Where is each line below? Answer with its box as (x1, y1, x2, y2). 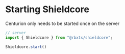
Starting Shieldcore (5, 4, 89, 15)
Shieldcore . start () (5, 44, 47, 49)
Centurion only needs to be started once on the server (5, 20, 120, 26)
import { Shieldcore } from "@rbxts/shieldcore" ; (5, 35, 113, 40)
